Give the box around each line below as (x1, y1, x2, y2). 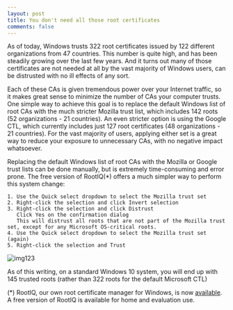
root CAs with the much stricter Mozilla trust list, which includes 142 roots (7, 107, 218, 115)
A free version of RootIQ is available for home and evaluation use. (7, 296, 195, 304)
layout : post (7, 10, 45, 17)
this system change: (7, 180, 65, 188)
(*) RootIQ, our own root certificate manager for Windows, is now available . (7, 288, 223, 297)
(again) (7, 236, 30, 243)
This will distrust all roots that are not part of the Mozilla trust (16, 218, 226, 225)
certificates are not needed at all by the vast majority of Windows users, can (7, 64, 226, 73)
